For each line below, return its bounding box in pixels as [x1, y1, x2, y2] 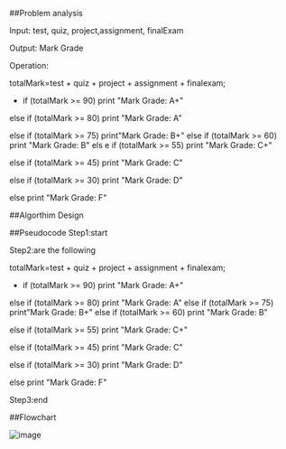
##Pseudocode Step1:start [9, 228, 108, 238]
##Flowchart [9, 412, 57, 423]
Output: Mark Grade [9, 42, 84, 53]
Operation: [9, 61, 50, 70]
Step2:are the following [9, 245, 97, 256]
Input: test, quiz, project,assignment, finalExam [9, 25, 184, 35]
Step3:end [9, 395, 48, 405]
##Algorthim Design [9, 210, 84, 220]
